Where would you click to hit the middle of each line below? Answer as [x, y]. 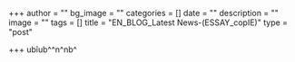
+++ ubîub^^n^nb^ [43, 49]
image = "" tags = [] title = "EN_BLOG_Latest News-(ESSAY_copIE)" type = [148, 22]
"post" [20, 32]
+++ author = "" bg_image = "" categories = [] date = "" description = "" [143, 13]
